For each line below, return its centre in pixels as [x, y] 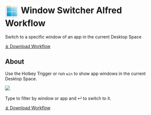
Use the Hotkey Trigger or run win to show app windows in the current [75, 73]
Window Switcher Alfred [71, 11]
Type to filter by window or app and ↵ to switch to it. [58, 98]
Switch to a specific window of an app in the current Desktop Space [73, 37]
